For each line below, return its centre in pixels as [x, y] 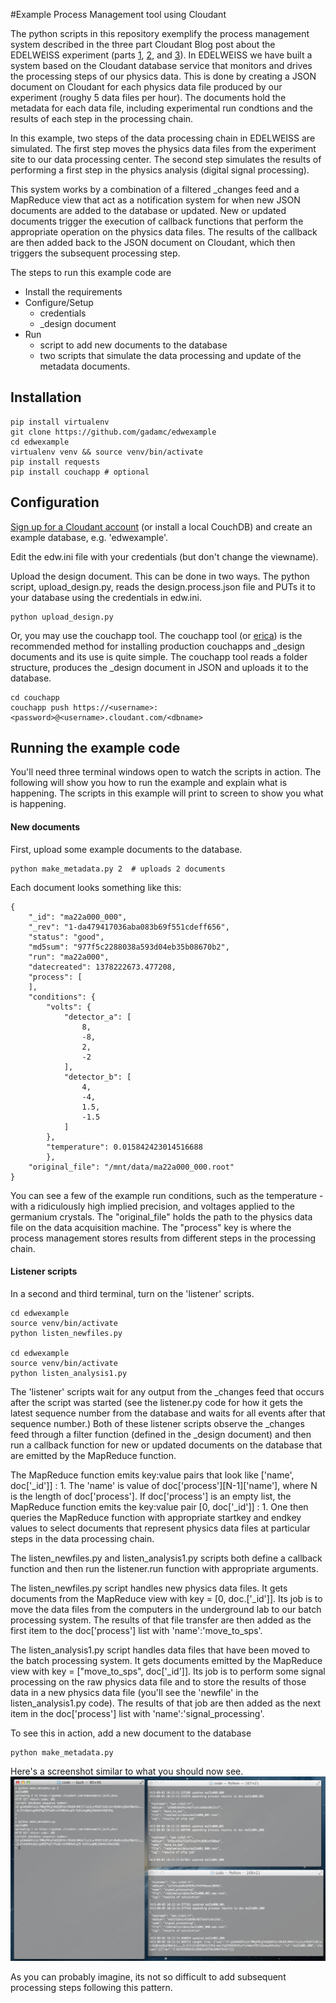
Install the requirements [73, 292]
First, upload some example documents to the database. [126, 849]
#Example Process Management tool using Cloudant [118, 14]
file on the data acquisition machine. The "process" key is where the [151, 1227]
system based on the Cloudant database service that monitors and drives [161, 65]
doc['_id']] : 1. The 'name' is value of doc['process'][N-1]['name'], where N [164, 1485]
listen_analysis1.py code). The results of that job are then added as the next [166, 1703]
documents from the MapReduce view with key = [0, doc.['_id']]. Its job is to [166, 1598]
